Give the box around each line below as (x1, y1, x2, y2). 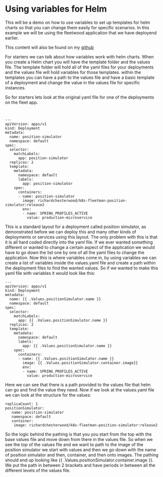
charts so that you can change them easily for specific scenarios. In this (5, 24, 149, 30)
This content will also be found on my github (5, 44, 94, 50)
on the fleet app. (5, 99, 38, 105)
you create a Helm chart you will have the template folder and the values (5, 59, 150, 65)
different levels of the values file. (5, 467, 71, 473)
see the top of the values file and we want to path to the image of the (5, 442, 144, 447)
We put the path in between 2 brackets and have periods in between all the (5, 462, 156, 468)
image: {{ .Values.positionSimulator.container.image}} (22, 360, 138, 365)
